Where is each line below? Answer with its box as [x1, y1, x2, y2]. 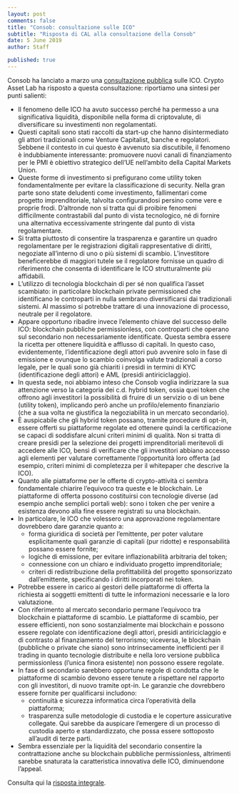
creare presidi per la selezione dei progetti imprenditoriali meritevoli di [17, 438, 223, 447]
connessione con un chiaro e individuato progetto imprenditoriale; [28, 559, 223, 568]
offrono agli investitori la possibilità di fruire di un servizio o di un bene [17, 393, 225, 402]
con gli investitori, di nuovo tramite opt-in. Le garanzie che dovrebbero [17, 681, 225, 689]
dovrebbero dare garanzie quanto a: [17, 521, 124, 530]
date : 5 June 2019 [7, 37, 62, 44]
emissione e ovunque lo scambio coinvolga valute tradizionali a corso [17, 355, 223, 364]
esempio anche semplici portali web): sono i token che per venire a [17, 499, 215, 507]
